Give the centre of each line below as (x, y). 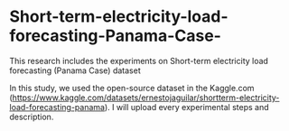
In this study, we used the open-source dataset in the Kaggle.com (132, 88)
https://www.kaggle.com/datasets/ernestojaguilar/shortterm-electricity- (146, 98)
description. (32, 117)
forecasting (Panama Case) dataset (75, 70)
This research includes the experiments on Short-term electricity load (139, 61)
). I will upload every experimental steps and (186, 107)
